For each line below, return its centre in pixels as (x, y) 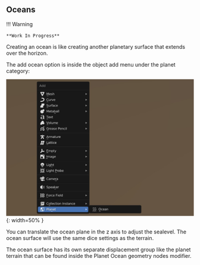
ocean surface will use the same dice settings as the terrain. (80, 238)
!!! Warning (19, 24)
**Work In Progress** (33, 36)
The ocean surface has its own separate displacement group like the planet (99, 250)
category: (18, 71)
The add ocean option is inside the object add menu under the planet (91, 64)
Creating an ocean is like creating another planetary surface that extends (96, 46)
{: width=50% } (25, 220)
